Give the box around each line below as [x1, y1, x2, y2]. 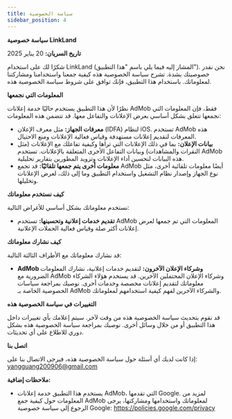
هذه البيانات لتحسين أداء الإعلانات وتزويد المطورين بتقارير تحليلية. [17, 154, 184, 163]
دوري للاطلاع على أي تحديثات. [7, 328, 84, 336]
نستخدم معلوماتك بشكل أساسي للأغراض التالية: [7, 203, 130, 211]
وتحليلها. [17, 176, 39, 184]
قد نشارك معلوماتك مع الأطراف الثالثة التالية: [7, 251, 122, 259]
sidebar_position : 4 [7, 17, 67, 24]
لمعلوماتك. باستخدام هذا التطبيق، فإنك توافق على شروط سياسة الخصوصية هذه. [7, 77, 212, 85]
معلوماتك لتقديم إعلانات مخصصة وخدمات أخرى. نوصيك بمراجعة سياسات [17, 278, 204, 287]
